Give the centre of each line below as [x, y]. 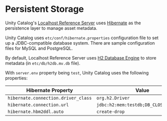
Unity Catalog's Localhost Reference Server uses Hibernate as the [73, 23]
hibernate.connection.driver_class [50, 98]
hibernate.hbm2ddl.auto [36, 112]
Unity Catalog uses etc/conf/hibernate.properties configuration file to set [82, 38]
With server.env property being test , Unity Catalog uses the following [77, 72]
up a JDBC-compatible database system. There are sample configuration [80, 43]
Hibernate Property [50, 90]
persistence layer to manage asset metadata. [51, 28]
